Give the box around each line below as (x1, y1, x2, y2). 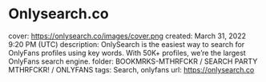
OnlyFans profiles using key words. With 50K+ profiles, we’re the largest (8, 48, 246, 57)
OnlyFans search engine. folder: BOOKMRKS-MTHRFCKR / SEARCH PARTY (8, 57, 258, 66)
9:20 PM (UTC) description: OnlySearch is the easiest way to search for (8, 39, 245, 49)
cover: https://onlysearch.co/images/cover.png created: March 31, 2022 (8, 31, 247, 41)
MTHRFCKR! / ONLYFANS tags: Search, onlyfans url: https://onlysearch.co (8, 64, 255, 74)
